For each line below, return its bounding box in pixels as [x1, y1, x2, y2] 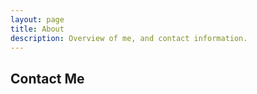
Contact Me [10, 70, 85, 87]
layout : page [10, 14, 65, 25]
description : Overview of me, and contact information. [10, 33, 248, 43]
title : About [10, 24, 65, 34]
